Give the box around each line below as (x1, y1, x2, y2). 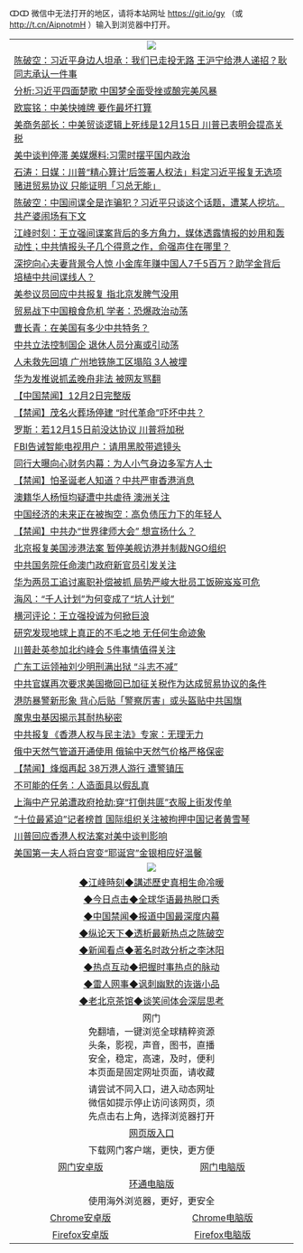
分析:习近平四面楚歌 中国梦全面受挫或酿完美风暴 (14, 85, 218, 97)
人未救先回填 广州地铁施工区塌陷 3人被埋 (14, 356, 188, 368)
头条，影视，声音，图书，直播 (87, 1039, 215, 1051)
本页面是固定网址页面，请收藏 (87, 1066, 215, 1078)
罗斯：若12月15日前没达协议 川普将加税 (14, 424, 185, 435)
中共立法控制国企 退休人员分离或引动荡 (14, 339, 179, 351)
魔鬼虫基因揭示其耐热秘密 (14, 712, 124, 724)
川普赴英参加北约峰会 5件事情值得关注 (14, 644, 176, 656)
